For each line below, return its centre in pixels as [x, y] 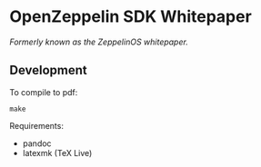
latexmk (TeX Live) [57, 152]
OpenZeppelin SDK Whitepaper [130, 17]
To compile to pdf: [44, 92]
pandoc [37, 143]
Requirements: [36, 125]
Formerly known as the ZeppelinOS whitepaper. [99, 42]
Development [49, 70]
